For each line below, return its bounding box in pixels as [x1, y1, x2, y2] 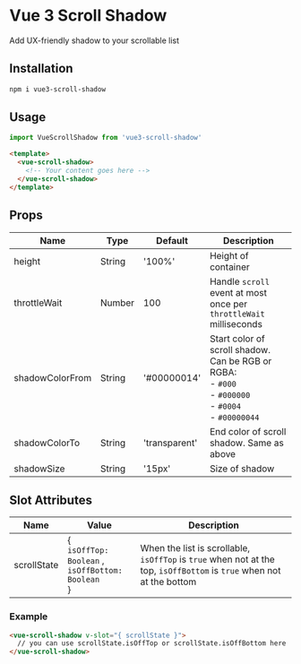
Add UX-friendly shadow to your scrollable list [9, 35, 180, 46]
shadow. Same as [209, 436, 284, 449]
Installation [9, 61, 73, 76]
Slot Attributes [9, 492, 92, 507]
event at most [209, 286, 267, 298]
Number [99, 297, 135, 309]
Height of [209, 249, 249, 262]
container [209, 261, 251, 273]
